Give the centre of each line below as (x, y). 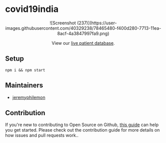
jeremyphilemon (29, 97)
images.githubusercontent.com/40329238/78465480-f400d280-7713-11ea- (83, 28)
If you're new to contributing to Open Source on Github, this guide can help (82, 125)
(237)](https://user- (97, 23)
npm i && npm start (25, 70)
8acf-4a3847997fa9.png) (83, 33)
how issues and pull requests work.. (42, 136)
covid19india (32, 9)
